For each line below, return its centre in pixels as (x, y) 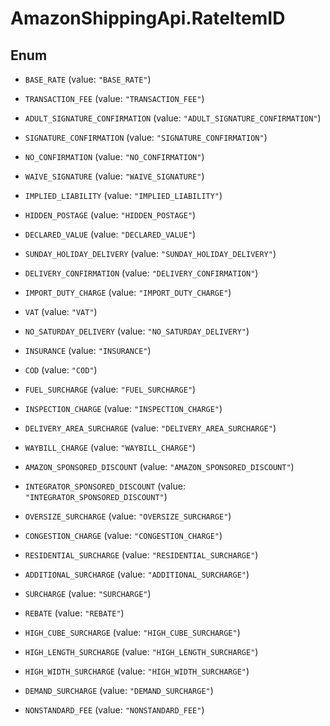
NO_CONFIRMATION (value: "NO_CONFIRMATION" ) (114, 156)
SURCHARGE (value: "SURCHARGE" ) (88, 593)
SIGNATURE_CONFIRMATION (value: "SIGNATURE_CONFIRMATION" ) (146, 137)
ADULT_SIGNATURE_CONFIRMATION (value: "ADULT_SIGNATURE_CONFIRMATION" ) (173, 118)
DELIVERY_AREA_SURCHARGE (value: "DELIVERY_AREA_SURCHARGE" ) (150, 428)
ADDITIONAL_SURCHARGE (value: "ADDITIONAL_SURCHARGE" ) (137, 574)
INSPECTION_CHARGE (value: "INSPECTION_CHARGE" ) (123, 408)
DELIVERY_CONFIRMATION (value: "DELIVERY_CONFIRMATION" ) (141, 273)
